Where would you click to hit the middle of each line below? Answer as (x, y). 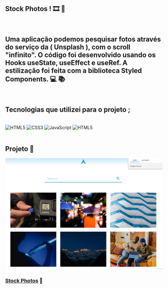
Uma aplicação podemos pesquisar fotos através (83, 39)
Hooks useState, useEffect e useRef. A (66, 63)
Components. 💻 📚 (35, 79)
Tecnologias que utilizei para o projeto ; (68, 110)
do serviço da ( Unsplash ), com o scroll (68, 47)
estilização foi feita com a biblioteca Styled (74, 71)
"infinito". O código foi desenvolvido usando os (80, 55)
